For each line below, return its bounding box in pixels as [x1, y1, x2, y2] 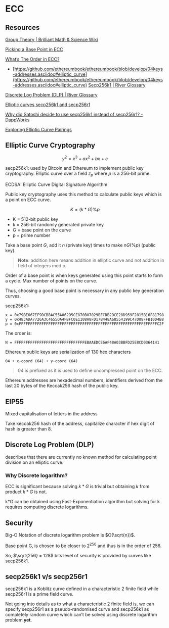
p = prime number [12, 232, 51, 238]
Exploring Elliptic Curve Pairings [5, 127, 72, 132]
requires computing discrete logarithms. [5, 504, 89, 510]
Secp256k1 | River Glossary [88, 82, 146, 88]
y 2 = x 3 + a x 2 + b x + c [62, 155, 108, 162]
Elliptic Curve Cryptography [5, 141, 95, 150]
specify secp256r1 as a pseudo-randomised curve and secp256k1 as [5, 606, 149, 612]
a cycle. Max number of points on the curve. [5, 278, 98, 284]
